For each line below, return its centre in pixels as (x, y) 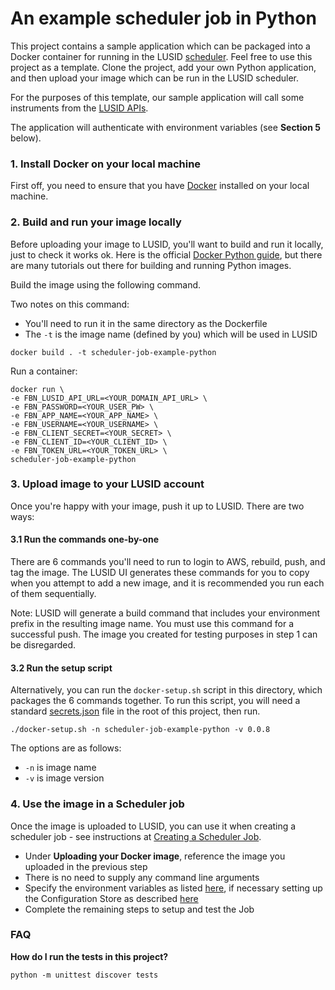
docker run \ (37, 389)
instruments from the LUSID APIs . (79, 108)
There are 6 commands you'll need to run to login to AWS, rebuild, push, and (168, 562)
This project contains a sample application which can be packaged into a (160, 46)
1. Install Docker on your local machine (106, 164)
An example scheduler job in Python (163, 18)
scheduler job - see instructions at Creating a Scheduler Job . (136, 836)
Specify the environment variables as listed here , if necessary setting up (173, 888)
